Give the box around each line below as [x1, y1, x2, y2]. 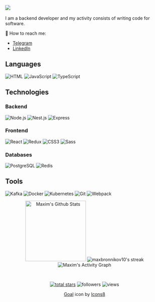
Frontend [5, 127, 28, 134]
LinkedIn [12, 45, 31, 51]
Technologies [5, 88, 49, 97]
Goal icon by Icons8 [63, 291, 106, 297]
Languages [5, 60, 41, 69]
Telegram [12, 40, 33, 46]
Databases [5, 151, 32, 158]
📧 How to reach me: [5, 30, 46, 36]
